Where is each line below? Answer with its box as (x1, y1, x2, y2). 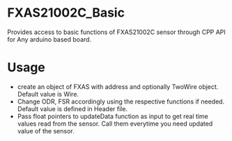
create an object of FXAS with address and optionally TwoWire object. (17, 82, 219, 91)
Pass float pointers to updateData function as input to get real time (17, 112, 209, 120)
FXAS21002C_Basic (7, 5, 125, 21)
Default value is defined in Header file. (17, 104, 127, 113)
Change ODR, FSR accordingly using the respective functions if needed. (17, 97, 225, 106)
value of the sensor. (17, 126, 75, 135)
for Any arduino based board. (7, 35, 92, 43)
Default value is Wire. (17, 90, 79, 98)
